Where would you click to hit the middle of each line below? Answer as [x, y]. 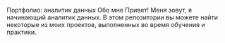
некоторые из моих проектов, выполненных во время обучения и [106, 25]
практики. [22, 32]
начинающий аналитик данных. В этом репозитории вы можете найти [112, 17]
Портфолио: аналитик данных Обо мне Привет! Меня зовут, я [99, 10]
